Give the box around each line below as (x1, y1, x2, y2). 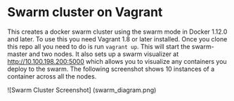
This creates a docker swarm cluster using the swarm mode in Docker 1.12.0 (7, 27, 228, 36)
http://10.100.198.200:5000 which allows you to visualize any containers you (7, 57, 227, 65)
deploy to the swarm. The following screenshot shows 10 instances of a (7, 65, 215, 73)
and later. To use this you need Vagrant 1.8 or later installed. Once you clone (7, 34, 228, 43)
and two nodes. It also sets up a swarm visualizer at (29, 50, 179, 58)
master (7, 50, 28, 58)
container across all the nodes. (7, 72, 97, 81)
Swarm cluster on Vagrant (7, 4, 163, 20)
